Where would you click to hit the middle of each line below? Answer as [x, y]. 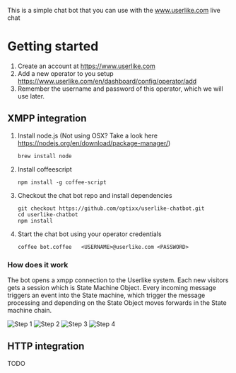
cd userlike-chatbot [48, 215]
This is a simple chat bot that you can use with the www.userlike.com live [114, 10]
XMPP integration [47, 119]
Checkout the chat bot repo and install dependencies [95, 195]
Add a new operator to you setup [66, 73]
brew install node [45, 156]
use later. [31, 96]
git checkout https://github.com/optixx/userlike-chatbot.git [111, 208]
